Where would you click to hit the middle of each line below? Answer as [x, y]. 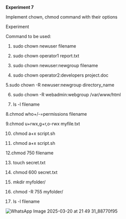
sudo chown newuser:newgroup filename [56, 65]
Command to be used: [28, 36]
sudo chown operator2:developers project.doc [61, 75]
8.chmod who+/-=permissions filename [46, 114]
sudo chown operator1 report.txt [46, 56]
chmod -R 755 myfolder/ [38, 192]
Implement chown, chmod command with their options [62, 17]
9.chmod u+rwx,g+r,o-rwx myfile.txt [43, 124]
